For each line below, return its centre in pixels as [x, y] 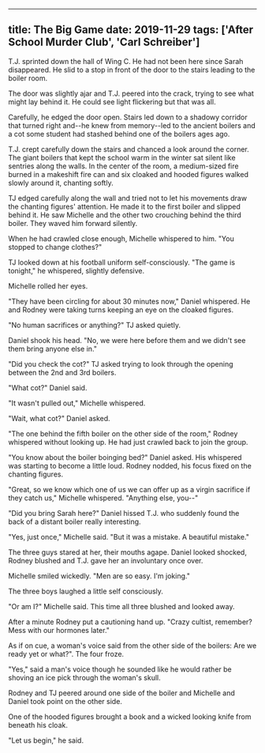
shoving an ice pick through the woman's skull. [84, 677]
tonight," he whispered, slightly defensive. [77, 270]
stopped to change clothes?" [55, 247]
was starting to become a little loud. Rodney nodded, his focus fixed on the [130, 465]
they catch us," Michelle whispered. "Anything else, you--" [103, 498]
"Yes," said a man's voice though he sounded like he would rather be [120, 669]
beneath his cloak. [38, 725]
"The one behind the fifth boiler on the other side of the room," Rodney [123, 433]
